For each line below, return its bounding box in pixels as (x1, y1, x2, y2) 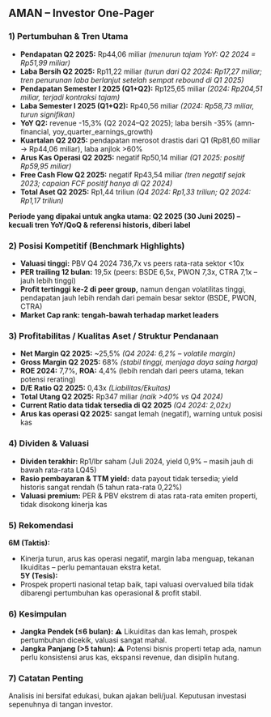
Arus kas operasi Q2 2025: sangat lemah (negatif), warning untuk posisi (19, 409, 263, 419)
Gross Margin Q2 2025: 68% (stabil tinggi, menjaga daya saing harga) (19, 357, 259, 367)
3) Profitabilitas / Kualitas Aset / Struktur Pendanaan (8, 330, 219, 341)
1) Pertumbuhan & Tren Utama (8, 31, 129, 42)
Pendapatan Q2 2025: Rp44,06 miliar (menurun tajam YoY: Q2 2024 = (19, 49, 256, 59)
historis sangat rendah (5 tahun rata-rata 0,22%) (19, 482, 183, 492)
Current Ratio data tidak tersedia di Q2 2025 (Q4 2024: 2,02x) (19, 400, 232, 410)
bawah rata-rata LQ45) (19, 465, 97, 475)
